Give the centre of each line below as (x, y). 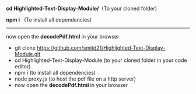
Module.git (27, 54)
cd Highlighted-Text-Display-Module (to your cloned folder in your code (101, 60)
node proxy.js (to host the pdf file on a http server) (75, 79)
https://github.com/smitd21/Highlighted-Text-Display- (101, 48)
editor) (22, 66)
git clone (25, 48)
